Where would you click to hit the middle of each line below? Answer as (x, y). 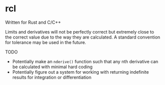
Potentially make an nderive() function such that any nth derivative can (85, 61)
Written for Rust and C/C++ (33, 22)
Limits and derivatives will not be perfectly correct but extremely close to (80, 32)
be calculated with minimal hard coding (52, 67)
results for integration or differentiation (52, 77)
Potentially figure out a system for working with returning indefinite (81, 72)
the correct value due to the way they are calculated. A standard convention (83, 37)
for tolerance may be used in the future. (46, 42)
